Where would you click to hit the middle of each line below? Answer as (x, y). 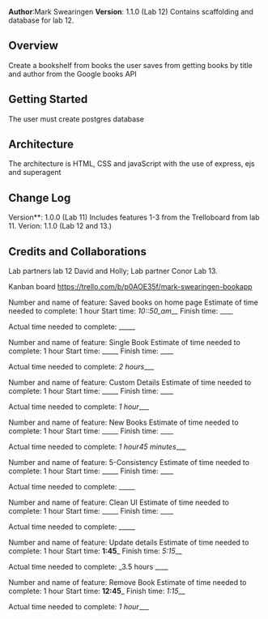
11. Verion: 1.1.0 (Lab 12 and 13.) (60, 226)
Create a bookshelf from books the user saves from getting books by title (130, 65)
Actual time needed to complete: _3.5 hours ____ (88, 567)
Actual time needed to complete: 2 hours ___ (81, 367)
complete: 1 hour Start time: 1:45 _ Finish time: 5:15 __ (95, 551)
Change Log (40, 198)
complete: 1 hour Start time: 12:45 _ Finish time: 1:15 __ (97, 591)
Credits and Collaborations (78, 252)
